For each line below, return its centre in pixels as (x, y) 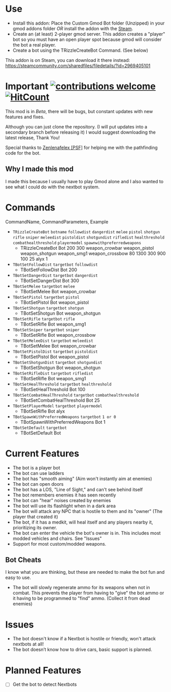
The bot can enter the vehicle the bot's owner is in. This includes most (87, 533)
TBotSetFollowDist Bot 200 (49, 270)
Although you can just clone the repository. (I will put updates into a (76, 126)
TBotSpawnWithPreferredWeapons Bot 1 (63, 422)
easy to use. (18, 578)
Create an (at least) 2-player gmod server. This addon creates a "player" (89, 34)
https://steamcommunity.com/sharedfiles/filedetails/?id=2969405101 (78, 66)
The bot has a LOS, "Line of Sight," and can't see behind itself (78, 489)
